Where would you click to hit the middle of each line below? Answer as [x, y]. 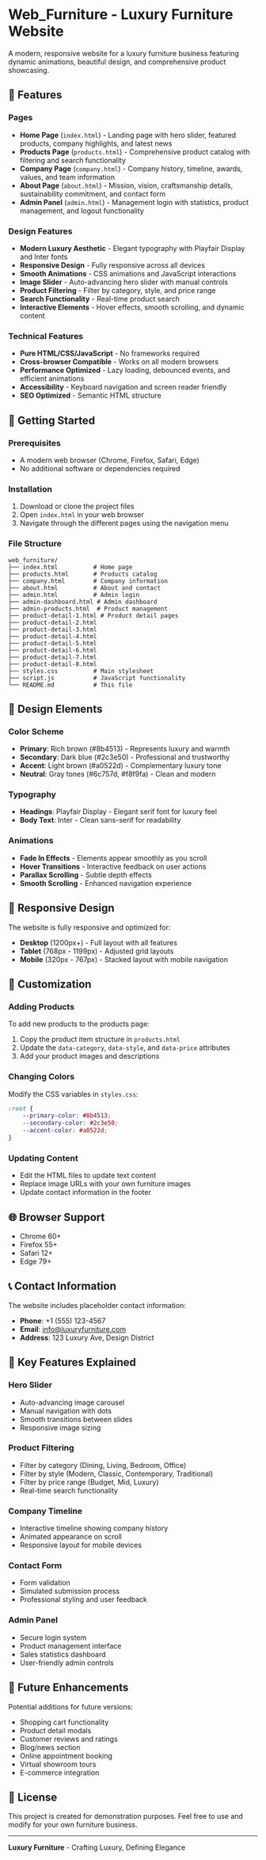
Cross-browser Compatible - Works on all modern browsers [119, 362]
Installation [30, 489]
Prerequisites [34, 443]
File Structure [35, 544]
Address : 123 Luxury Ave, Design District [87, 1337]
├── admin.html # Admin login [74, 595]
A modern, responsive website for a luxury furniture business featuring [124, 53]
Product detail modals [55, 1730]
